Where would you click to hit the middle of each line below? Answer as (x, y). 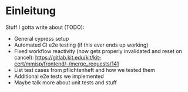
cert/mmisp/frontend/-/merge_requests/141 (66, 64)
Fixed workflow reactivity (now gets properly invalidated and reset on (98, 51)
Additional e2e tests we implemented (59, 76)
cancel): (24, 57)
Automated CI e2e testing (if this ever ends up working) (81, 45)
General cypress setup (41, 38)
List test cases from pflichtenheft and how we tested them (84, 70)
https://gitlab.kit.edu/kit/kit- (68, 57)
